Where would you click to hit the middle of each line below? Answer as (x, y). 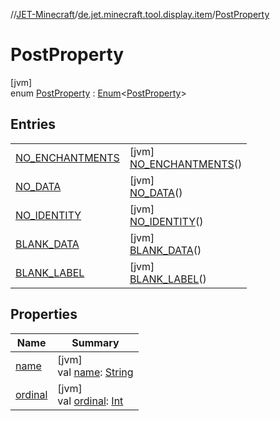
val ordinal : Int (90, 401)
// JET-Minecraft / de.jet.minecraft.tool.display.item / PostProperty (140, 14)
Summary (95, 342)
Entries (33, 124)
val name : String (95, 372)
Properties (44, 314)
